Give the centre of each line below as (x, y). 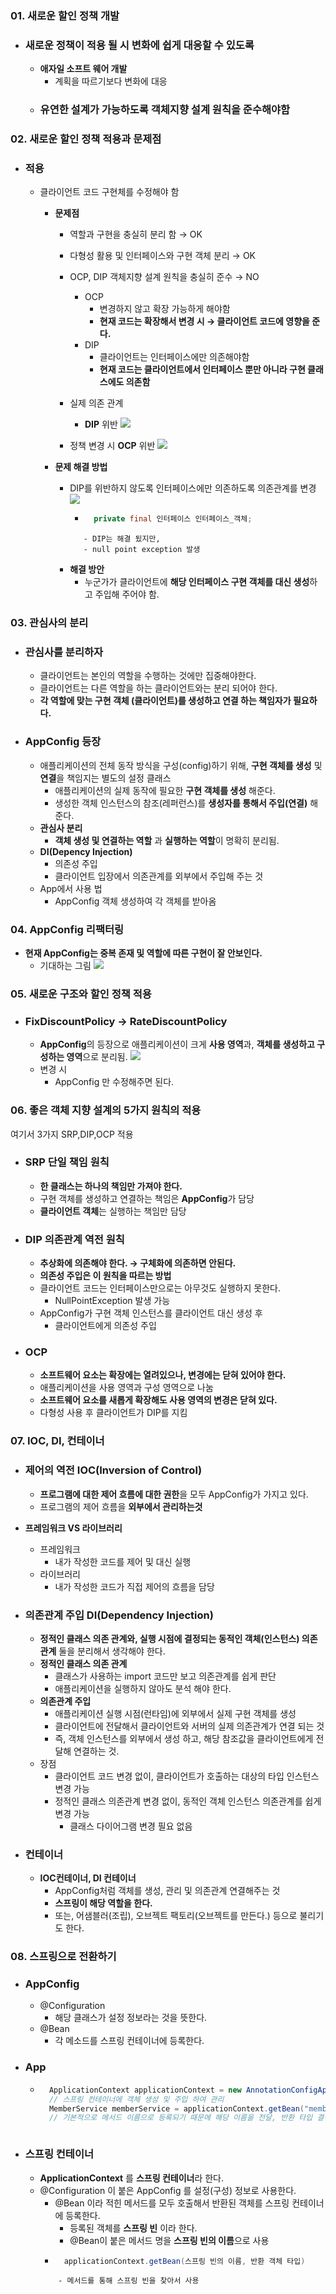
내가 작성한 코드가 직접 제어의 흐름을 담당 (134, 1586)
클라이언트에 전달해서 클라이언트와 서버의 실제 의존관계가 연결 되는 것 (189, 1726)
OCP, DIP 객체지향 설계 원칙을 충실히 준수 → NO (164, 277)
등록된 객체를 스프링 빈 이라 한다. (133, 2228)
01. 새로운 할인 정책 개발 (65, 15)
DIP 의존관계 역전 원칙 (74, 1239)
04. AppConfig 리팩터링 (67, 929)
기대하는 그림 (65, 966)
